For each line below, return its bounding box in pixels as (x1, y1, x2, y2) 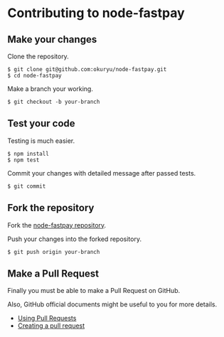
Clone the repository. (7, 52, 69, 60)
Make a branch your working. (7, 85, 94, 93)
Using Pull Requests (17, 314, 77, 323)
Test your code (7, 117, 76, 129)
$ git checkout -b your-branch (7, 98, 100, 105)
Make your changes (7, 33, 97, 46)
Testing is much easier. (7, 137, 75, 145)
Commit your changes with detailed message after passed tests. (7, 168, 196, 177)
